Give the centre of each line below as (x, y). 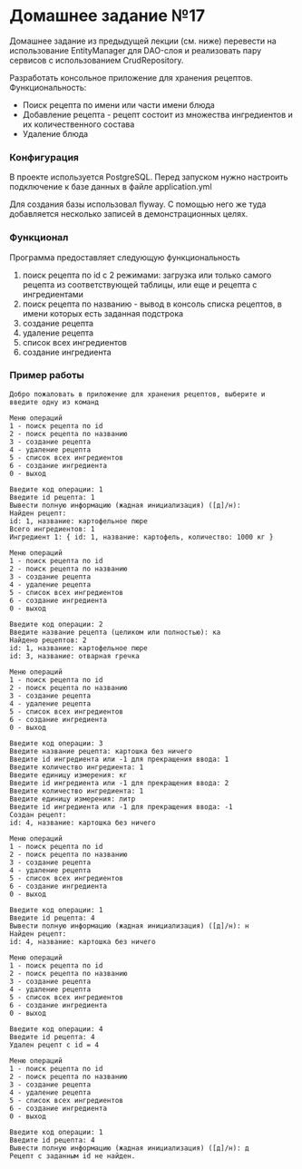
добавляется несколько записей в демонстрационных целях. (129, 214)
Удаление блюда (55, 133)
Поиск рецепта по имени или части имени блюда (118, 104)
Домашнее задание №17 (107, 16)
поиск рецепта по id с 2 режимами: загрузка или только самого (147, 275)
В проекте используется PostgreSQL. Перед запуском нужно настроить (149, 177)
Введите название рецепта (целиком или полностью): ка (115, 632)
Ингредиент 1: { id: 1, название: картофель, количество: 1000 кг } (141, 537)
